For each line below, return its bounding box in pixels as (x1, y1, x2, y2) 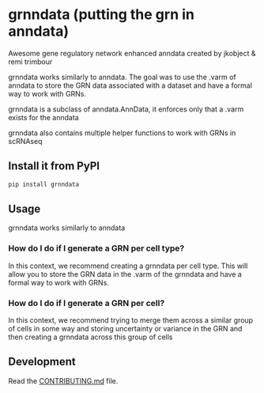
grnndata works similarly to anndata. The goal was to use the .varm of (8, 72, 236, 81)
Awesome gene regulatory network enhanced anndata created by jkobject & (8, 48, 256, 58)
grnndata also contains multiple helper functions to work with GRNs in (8, 128, 236, 138)
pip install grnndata (8, 180, 80, 188)
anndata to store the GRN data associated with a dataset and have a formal (8, 81, 253, 90)
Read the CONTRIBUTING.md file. (8, 376, 119, 385)
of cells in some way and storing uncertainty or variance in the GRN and (8, 324, 243, 334)
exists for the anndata (8, 112, 79, 122)
